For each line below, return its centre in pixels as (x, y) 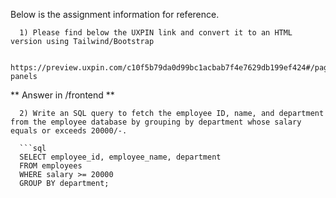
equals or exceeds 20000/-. (69, 131)
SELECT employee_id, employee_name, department (120, 157)
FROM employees (51, 166)
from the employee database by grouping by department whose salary (156, 122)
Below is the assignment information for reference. (115, 14)
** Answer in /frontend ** (62, 95)
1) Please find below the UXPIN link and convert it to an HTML (156, 33)
